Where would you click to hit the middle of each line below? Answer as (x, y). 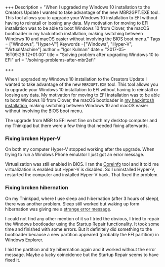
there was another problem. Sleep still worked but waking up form (72, 203)
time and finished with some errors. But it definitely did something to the (79, 229)
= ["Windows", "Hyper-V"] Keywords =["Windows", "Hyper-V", (69, 44)
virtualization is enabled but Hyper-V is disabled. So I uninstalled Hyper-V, (80, 169)
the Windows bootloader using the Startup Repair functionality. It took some (82, 224)
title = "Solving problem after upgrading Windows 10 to (103, 55)
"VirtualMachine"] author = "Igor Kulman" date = (55, 49)
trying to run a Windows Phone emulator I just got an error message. (75, 155)
